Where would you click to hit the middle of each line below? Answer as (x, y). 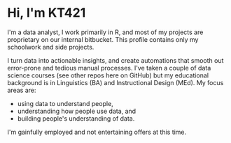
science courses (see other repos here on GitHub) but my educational (108, 75)
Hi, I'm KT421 (47, 13)
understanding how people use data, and (77, 111)
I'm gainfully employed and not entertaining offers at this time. (97, 132)
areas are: (22, 90)
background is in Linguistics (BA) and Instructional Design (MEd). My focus (115, 82)
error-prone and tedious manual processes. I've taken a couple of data (109, 68)
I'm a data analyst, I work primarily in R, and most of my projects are (105, 32)
